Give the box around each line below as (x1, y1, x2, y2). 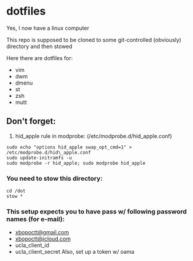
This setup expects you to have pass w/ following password (6, 207, 187, 215)
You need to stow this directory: (6, 174, 103, 183)
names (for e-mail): (6, 215, 65, 223)
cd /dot (6, 188, 26, 194)
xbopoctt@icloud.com (15, 235, 71, 243)
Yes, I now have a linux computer (6, 24, 89, 32)
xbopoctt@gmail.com (15, 229, 69, 236)
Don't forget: (6, 116, 56, 127)
